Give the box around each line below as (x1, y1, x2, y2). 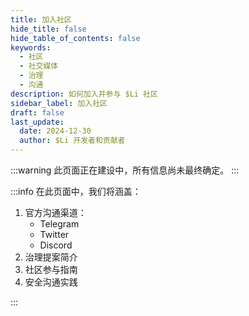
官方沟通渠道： (24, 207, 87, 218)
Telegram (39, 218, 80, 230)
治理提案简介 (24, 251, 78, 263)
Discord (39, 239, 73, 251)
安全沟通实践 (24, 276, 78, 288)
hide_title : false (10, 24, 87, 34)
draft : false (10, 107, 65, 118)
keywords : (10, 42, 52, 53)
